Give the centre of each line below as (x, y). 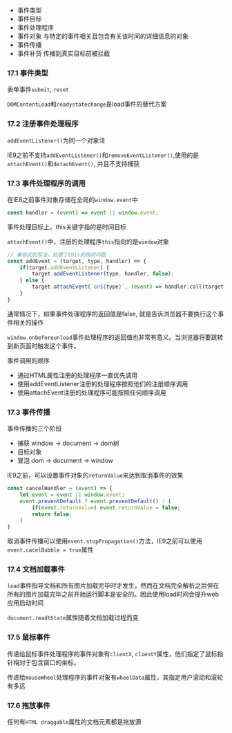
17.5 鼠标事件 (29, 637)
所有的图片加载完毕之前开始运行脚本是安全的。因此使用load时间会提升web (113, 595)
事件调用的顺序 (28, 360)
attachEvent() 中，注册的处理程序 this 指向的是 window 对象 (88, 242)
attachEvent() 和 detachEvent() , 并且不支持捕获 (74, 163)
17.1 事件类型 (28, 73)
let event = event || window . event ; (72, 495)
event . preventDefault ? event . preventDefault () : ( (95, 501)
